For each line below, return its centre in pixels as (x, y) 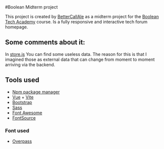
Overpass (22, 141)
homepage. (17, 27)
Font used (17, 130)
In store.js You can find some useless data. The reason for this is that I (76, 54)
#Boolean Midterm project (31, 7)
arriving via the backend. (30, 64)
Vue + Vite (23, 97)
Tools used (22, 80)
